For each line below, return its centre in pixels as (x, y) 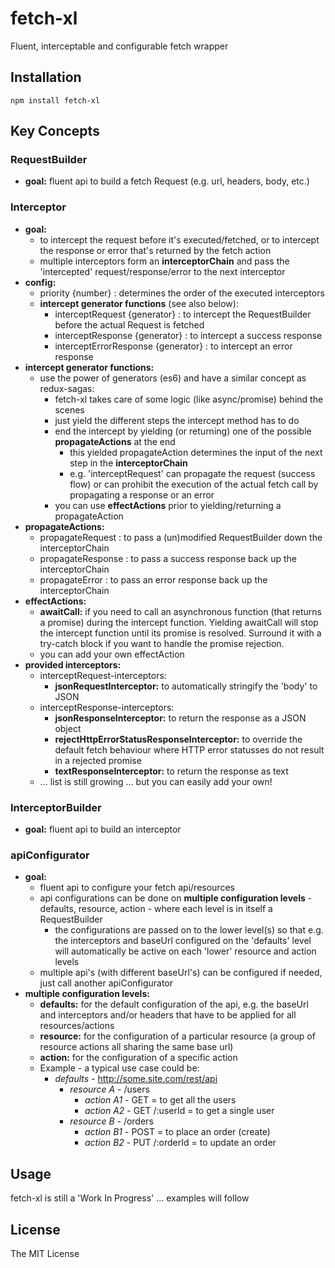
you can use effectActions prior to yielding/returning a (168, 505)
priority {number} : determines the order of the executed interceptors (182, 293)
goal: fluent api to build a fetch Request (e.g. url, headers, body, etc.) (167, 181)
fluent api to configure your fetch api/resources (137, 888)
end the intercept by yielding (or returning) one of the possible (183, 431)
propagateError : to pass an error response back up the (153, 579)
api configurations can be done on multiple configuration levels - (176, 898)
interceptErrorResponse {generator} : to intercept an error (173, 346)
